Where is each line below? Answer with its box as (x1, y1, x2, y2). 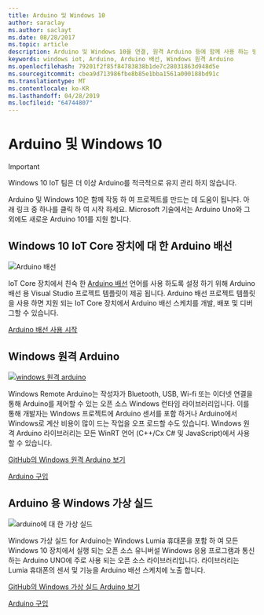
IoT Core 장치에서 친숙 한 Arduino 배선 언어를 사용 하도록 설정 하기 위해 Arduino (8, 278, 255, 287)
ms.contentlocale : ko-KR (8, 84, 90, 93)
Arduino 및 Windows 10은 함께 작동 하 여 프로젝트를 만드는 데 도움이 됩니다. (8, 195, 242, 204)
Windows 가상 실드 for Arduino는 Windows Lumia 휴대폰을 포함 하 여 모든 (8, 536, 239, 545)
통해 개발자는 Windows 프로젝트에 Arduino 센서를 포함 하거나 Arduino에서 (8, 408, 238, 418)
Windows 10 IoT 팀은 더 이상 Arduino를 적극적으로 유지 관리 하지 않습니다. (8, 178, 237, 188)
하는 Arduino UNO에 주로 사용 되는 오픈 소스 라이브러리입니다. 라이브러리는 (8, 555, 240, 565)
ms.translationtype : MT (8, 77, 86, 85)
